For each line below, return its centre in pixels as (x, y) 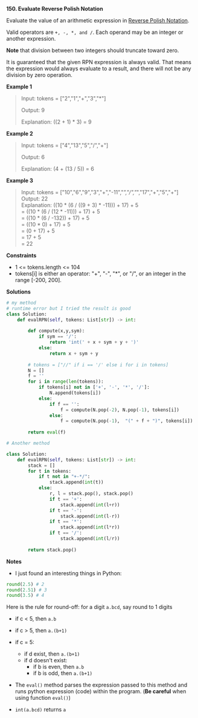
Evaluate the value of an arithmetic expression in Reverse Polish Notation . (98, 20)
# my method (21, 303)
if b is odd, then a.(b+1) (62, 673)
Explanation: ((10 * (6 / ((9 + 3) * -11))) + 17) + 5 (80, 205)
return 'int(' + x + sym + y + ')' (94, 342)
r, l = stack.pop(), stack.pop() (91, 493)
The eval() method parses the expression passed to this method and (101, 685)
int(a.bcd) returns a (40, 710)
